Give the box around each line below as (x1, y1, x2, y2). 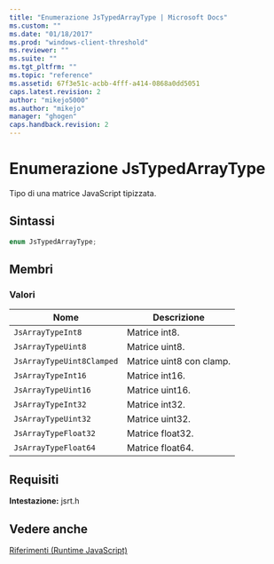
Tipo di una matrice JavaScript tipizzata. (9, 187, 157, 198)
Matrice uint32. (127, 413, 191, 425)
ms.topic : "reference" (9, 71, 93, 80)
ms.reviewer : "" (9, 46, 69, 55)
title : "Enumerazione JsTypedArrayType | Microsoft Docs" (9, 12, 228, 22)
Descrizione (153, 312, 206, 324)
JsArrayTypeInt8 (13, 328, 82, 338)
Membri (9, 262, 53, 277)
